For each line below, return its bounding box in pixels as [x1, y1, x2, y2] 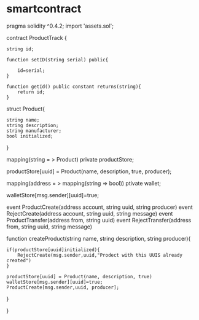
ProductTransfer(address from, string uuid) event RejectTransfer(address [6, 216, 192, 224]
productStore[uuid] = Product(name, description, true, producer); [6, 168, 172, 175]
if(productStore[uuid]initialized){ [6, 246, 100, 253]
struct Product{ [6, 105, 45, 112]
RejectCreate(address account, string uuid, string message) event [6, 209, 173, 217]
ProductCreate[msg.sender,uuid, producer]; [6, 284, 120, 291]
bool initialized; [6, 133, 53, 139]
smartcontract [6, 2, 82, 16]
